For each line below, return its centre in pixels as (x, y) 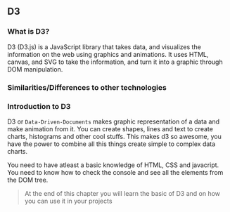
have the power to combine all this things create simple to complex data (111, 144)
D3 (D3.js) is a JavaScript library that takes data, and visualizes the (104, 47)
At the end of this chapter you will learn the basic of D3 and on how (122, 193)
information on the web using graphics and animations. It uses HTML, (108, 54)
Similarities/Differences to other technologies (87, 87)
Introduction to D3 (39, 106)
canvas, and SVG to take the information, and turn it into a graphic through (115, 62)
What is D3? (28, 32)
